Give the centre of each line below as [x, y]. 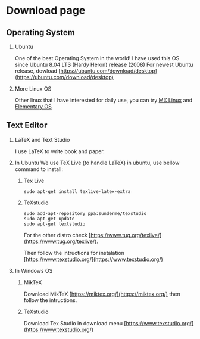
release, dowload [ [37, 71]
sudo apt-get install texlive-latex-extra [77, 191]
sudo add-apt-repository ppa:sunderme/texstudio [85, 213]
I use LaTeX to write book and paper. [60, 151]
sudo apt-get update [49, 219]
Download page [46, 10]
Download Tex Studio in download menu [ [75, 323]
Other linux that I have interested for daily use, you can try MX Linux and [104, 100]
